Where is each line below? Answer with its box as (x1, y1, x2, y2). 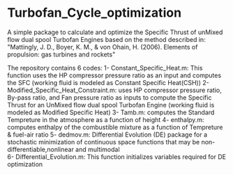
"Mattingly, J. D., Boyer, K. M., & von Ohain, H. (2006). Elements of (7, 43, 198, 51)
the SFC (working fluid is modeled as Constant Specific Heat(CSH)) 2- (7, 78, 209, 86)
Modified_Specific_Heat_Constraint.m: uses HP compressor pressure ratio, (7, 86, 222, 94)
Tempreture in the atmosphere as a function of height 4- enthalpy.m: (7, 115, 204, 123)
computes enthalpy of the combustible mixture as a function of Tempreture (7, 123, 223, 131)
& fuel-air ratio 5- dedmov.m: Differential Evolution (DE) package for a (7, 130, 208, 139)
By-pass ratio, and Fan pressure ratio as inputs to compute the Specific (7, 93, 212, 102)
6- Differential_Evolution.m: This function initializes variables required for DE (7, 152, 227, 161)
